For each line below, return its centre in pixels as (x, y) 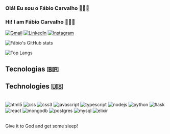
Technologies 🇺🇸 (34, 86)
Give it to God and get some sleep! (42, 126)
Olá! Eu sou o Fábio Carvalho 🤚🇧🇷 (47, 8)
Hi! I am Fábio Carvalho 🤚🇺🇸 (40, 21)
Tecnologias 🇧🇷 (32, 69)
